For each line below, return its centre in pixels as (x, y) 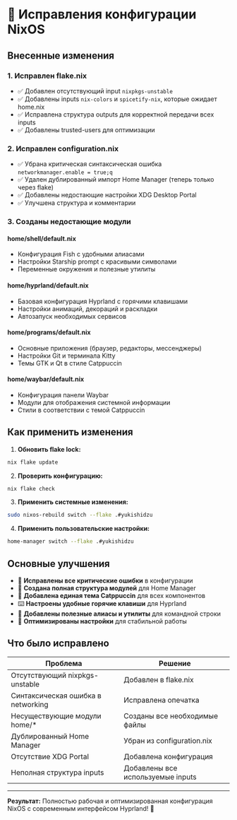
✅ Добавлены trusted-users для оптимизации (86, 129)
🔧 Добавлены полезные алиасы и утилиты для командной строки (119, 614)
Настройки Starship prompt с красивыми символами (97, 262)
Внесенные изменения (61, 55)
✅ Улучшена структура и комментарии (77, 203)
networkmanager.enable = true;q (65, 172)
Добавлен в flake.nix (158, 679)
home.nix (31, 107)
